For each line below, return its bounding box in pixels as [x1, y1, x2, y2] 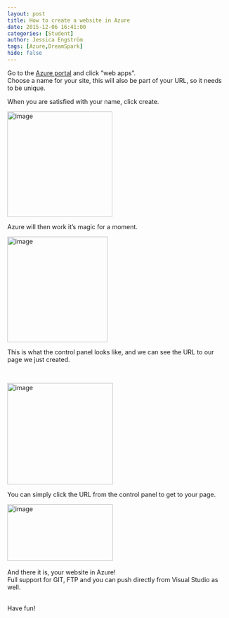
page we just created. [7, 355, 70, 363]
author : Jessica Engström [7, 37, 83, 44]
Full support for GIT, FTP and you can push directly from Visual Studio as [7, 575, 218, 584]
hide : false [7, 50, 42, 57]
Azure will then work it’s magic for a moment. [7, 222, 138, 231]
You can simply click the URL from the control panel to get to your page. [7, 490, 216, 498]
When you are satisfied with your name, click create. [7, 97, 159, 105]
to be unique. [7, 84, 46, 92]
